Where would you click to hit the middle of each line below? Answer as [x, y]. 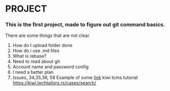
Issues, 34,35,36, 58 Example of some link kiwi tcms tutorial [75, 78]
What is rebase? [29, 56]
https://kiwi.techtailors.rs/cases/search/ [54, 83]
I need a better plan [33, 72]
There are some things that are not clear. [48, 35]
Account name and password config [50, 67]
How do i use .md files [36, 51]
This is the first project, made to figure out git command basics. [85, 25]
